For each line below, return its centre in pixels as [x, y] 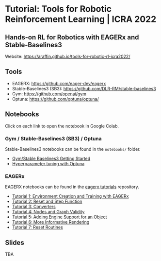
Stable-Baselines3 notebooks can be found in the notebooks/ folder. [73, 149]
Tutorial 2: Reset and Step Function [47, 201]
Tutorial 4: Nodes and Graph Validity [48, 212]
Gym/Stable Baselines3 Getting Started [51, 158]
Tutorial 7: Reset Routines [37, 227]
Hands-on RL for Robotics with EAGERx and [72, 37]
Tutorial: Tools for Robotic [58, 9]
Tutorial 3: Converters [34, 207]
